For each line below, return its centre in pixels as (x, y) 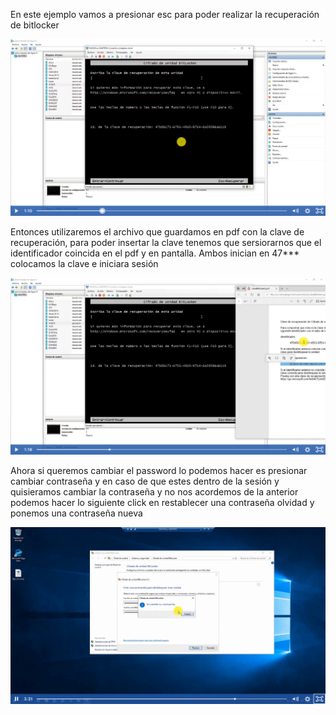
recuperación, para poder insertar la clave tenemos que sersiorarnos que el (166, 242)
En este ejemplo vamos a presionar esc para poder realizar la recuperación (165, 14)
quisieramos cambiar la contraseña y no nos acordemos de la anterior (154, 492)
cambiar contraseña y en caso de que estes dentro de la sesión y (145, 481)
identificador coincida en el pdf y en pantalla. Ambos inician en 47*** (155, 253)
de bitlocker (35, 25)
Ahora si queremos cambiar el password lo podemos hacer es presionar (159, 470)
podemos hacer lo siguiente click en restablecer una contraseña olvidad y (162, 502)
